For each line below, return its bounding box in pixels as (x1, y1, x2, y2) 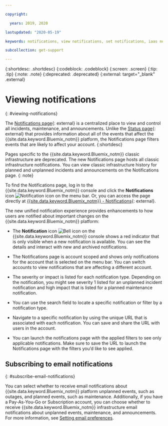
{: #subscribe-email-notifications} (5, 373, 75, 379)
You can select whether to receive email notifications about (5, 383, 127, 389)
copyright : (5, 11, 28, 16)
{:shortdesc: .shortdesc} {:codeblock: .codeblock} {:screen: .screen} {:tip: (5, 66, 157, 72)
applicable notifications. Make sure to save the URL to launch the (12, 340, 146, 346)
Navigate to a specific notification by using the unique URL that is (12, 314, 147, 320)
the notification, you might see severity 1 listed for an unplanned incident (12, 279, 162, 285)
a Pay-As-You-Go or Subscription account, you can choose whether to (5, 398, 150, 405)
